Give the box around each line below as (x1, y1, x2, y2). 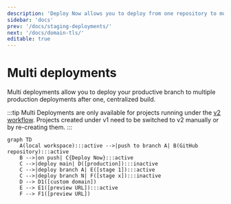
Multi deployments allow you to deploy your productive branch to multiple (7, 88, 216, 96)
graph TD (7, 137, 32, 144)
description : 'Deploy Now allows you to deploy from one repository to (7, 10, 217, 17)
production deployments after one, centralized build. (7, 95, 156, 104)
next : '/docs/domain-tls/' (7, 29, 85, 36)
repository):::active (7, 148, 69, 155)
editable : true (7, 36, 51, 43)
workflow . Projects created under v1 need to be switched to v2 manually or (7, 116, 219, 124)
